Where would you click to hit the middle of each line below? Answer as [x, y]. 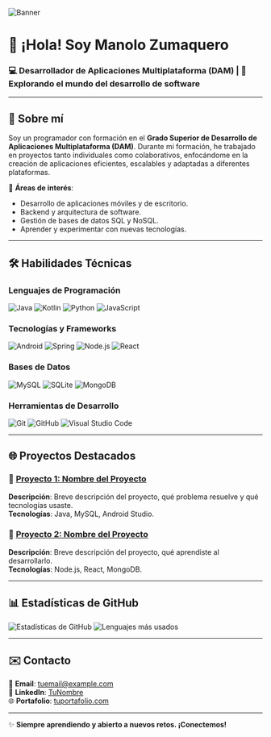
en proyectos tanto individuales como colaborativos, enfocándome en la [128, 155]
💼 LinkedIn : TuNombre [46, 693]
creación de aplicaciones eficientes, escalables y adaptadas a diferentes [129, 164]
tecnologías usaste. [41, 505]
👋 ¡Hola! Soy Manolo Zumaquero [119, 45]
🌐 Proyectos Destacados [72, 456]
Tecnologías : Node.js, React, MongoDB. [75, 569]
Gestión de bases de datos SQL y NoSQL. [89, 221]
